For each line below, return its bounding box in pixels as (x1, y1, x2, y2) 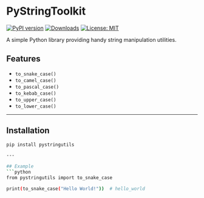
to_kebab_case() (15, 90, 56, 97)
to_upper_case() (15, 97, 56, 103)
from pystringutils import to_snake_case (6, 175, 113, 181)
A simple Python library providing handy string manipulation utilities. (6, 36, 177, 43)
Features (6, 53, 41, 64)
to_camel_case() (15, 77, 56, 83)
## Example (6, 163, 34, 169)
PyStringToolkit (6, 4, 86, 18)
